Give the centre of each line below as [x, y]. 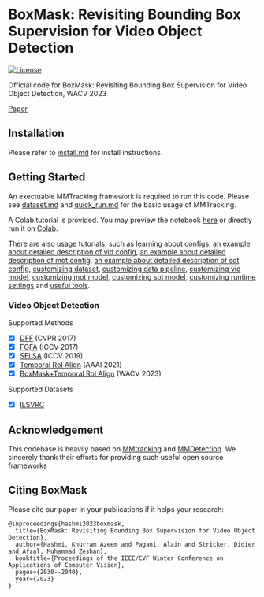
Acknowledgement [56, 430]
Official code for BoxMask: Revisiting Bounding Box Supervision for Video [128, 85]
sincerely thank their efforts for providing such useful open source [116, 458]
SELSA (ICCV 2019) [51, 355]
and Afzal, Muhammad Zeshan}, [58, 551]
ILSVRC [32, 405]
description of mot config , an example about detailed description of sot [124, 260]
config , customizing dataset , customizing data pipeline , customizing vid [125, 269]
